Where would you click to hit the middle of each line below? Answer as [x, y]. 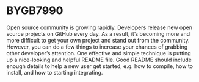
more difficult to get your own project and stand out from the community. [98, 40]
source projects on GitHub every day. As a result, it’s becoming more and [98, 33]
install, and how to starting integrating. [55, 72]
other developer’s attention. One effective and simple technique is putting [99, 53]
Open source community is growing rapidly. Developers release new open [99, 27]
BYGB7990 [35, 11]
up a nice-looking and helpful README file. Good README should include [99, 60]
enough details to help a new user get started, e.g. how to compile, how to [100, 66]
